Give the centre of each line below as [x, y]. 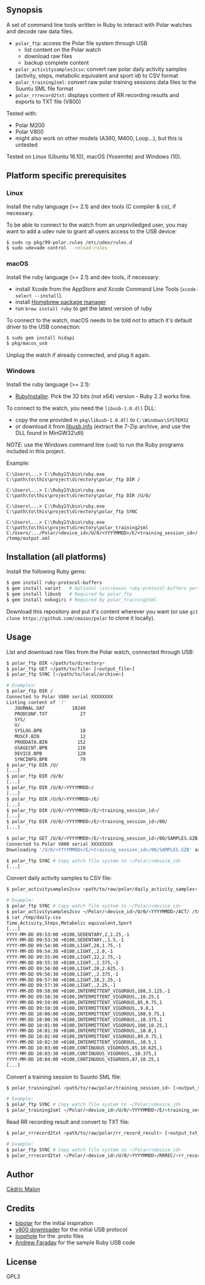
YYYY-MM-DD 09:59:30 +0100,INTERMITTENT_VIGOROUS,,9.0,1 [80, 1008]
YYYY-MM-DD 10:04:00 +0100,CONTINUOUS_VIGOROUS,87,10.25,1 [83, 1059]
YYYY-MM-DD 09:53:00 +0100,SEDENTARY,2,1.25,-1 [68, 934]
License [22, 1261]
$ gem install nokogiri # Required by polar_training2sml [81, 600]
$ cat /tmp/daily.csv [34, 917]
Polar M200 [30, 125]
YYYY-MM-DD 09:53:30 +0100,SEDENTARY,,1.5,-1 [65, 940]
